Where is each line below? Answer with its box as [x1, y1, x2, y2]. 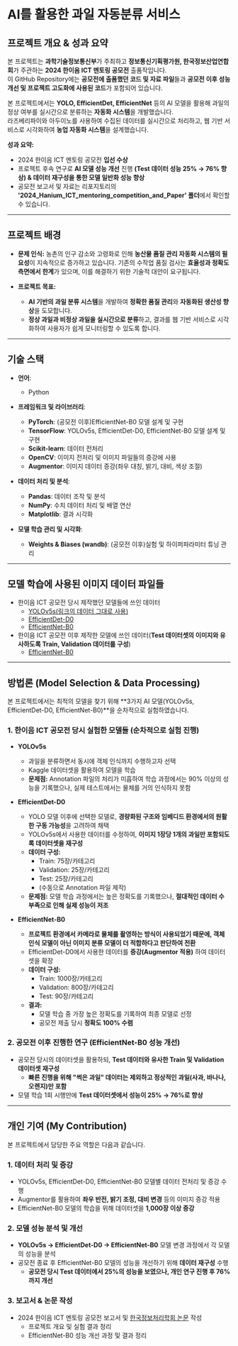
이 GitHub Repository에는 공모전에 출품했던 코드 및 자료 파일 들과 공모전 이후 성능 [7, 75, 231, 83]
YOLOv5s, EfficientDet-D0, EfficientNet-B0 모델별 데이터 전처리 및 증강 [17, 1177, 220, 1186]
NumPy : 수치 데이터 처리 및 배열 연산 [28, 501, 132, 509]
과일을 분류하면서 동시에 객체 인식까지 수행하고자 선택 [28, 756, 176, 765]
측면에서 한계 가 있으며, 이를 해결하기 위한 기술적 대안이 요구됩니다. [17, 267, 201, 275]
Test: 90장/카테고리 [38, 991, 94, 1000]
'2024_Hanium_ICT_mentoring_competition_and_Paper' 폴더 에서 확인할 [17, 191, 230, 199]
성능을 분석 [25, 1250, 56, 1258]
